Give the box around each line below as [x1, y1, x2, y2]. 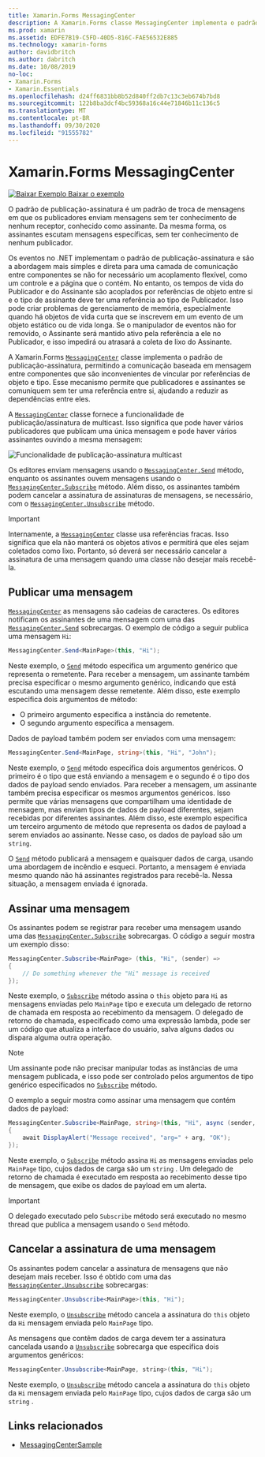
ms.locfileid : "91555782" [8, 129, 93, 136]
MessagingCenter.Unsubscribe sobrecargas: [8, 1280, 148, 1290]
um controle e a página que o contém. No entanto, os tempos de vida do [8, 278, 244, 288]
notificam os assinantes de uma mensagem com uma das [8, 615, 196, 624]
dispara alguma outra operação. [8, 1033, 113, 1042]
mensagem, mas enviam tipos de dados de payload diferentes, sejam [8, 805, 234, 815]
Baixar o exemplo [68, 189, 125, 198]
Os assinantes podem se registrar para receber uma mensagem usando [8, 922, 242, 932]
